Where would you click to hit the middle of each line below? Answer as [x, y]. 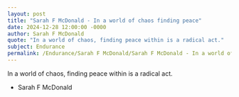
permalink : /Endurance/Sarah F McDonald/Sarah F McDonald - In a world [116, 54]
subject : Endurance [36, 47]
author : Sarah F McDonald [46, 34]
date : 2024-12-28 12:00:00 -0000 [57, 27]
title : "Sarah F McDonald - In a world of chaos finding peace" [105, 21]
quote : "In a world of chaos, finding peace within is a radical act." [116, 40]
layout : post [27, 14]
